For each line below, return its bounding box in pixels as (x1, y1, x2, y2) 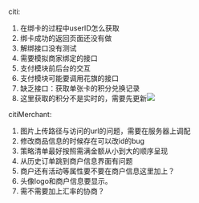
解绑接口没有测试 (19, 43, 77, 53)
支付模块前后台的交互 (19, 63, 91, 73)
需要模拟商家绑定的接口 (19, 54, 98, 63)
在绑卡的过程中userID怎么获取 (19, 23, 120, 33)
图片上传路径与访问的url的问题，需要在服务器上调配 (19, 126, 191, 136)
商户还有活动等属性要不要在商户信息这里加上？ (19, 166, 175, 176)
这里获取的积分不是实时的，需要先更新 (19, 94, 147, 103)
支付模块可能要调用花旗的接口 (19, 74, 119, 83)
